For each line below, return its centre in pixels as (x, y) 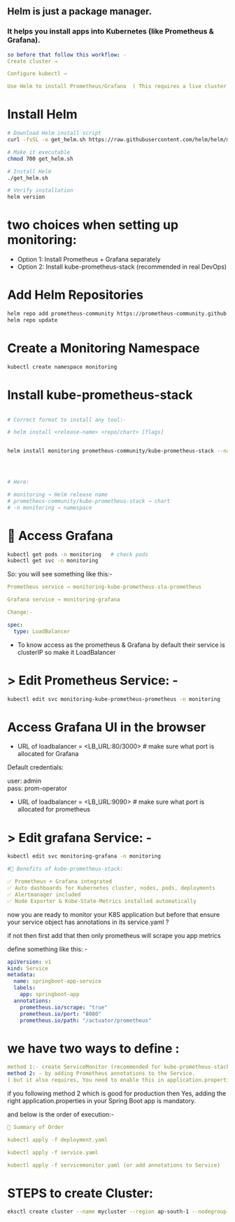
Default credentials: (36, 767)
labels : (25, 988)
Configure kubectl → (37, 74)
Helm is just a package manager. (80, 12)
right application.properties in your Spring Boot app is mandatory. (102, 1100)
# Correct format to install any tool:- (67, 420)
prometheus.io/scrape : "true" (64, 1007)
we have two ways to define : (93, 1048)
